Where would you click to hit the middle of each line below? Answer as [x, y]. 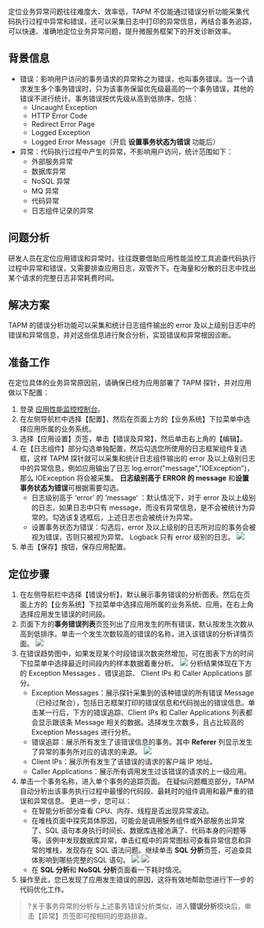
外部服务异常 [52, 161]
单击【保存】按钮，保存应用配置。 [75, 547]
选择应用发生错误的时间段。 [64, 614]
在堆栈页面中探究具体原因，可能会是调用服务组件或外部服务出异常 [138, 821]
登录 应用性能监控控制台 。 [62, 409]
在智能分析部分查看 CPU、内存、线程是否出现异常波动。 [122, 811]
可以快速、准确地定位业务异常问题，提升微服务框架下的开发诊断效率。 [122, 31]
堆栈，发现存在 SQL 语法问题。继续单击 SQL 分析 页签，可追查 [145, 850]
